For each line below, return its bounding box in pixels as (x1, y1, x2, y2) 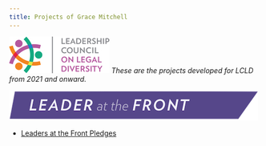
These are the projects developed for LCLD (111, 65, 254, 75)
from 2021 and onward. (9, 74, 87, 83)
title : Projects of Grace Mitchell (9, 13, 128, 21)
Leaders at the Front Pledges (20, 128, 117, 138)
